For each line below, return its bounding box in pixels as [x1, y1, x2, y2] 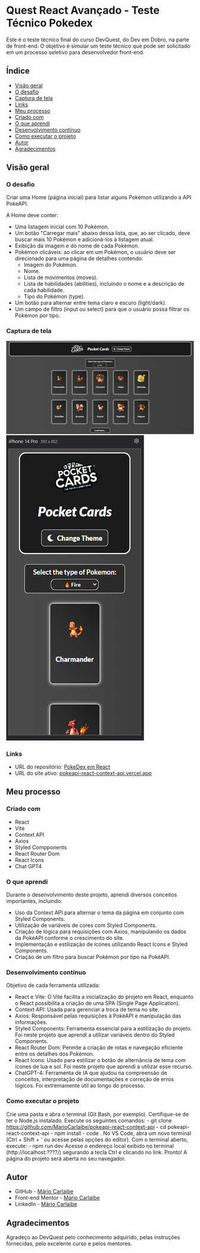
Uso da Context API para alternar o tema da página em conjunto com [14, 909, 185, 916]
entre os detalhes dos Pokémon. [14, 1050, 95, 1057]
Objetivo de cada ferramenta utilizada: [6, 982, 100, 989]
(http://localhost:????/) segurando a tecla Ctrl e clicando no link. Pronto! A [6, 1149, 187, 1156]
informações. [14, 1019, 48, 1026]
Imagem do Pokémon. [23, 261, 78, 268]
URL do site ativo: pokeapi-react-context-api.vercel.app [14, 770, 152, 777]
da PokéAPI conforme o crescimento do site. [14, 935, 124, 942]
